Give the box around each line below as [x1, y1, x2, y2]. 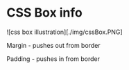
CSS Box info [6, 5, 83, 21]
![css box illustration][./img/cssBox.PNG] [6, 28, 123, 36]
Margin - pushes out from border [6, 41, 101, 49]
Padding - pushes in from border [6, 54, 100, 63]
